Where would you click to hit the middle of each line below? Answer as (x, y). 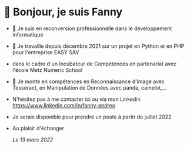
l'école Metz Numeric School (47, 70)
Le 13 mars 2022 (33, 139)
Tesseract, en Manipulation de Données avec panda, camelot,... (89, 87)
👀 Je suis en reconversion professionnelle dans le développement (92, 28)
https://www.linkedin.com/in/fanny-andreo (64, 105)
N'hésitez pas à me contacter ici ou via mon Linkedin (76, 99)
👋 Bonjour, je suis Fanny (63, 12)
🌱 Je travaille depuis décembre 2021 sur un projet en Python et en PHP (98, 46)
